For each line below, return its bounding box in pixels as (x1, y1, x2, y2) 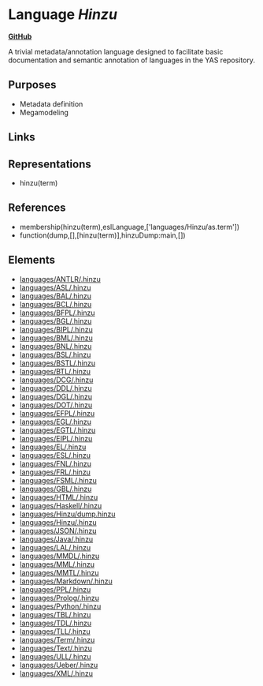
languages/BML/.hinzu (19, 333, 93, 343)
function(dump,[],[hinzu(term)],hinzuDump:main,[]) (19, 231, 187, 240)
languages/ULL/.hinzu (19, 651, 91, 661)
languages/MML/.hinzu (19, 559, 94, 569)
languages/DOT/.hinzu (19, 400, 93, 410)
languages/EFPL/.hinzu (19, 408, 95, 418)
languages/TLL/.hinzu (19, 626, 91, 636)
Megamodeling (19, 107, 69, 117)
